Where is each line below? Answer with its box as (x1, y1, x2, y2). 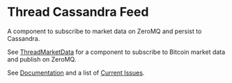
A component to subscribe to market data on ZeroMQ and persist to (7, 27, 202, 35)
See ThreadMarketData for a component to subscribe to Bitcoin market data (7, 48, 226, 56)
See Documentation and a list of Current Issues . (7, 68, 145, 77)
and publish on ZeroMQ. (7, 55, 77, 63)
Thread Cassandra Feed (7, 4, 149, 20)
